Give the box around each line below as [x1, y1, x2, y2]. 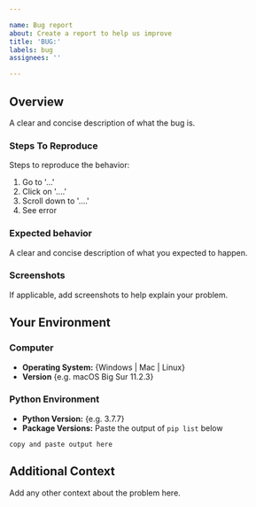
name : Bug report [9, 20, 74, 29]
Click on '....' [21, 187, 67, 197]
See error [21, 205, 58, 216]
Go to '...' [21, 177, 55, 188]
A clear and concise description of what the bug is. [9, 117, 196, 128]
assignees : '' [9, 54, 62, 63]
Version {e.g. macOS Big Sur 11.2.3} [21, 371, 154, 381]
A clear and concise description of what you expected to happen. [9, 247, 248, 257]
